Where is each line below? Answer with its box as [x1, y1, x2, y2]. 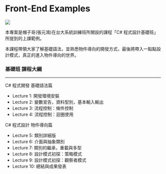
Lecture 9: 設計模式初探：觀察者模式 [12, 157, 86, 163]
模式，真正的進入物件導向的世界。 [9, 52, 79, 58]
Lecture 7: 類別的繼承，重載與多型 [12, 145, 82, 151]
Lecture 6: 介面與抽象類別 [12, 139, 65, 145]
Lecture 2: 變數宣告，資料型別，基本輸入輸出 [12, 99, 104, 105]
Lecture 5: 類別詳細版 [12, 132, 56, 138]
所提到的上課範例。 [5, 35, 44, 41]
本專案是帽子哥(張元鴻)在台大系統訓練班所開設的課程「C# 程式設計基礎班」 [5, 29, 159, 35]
